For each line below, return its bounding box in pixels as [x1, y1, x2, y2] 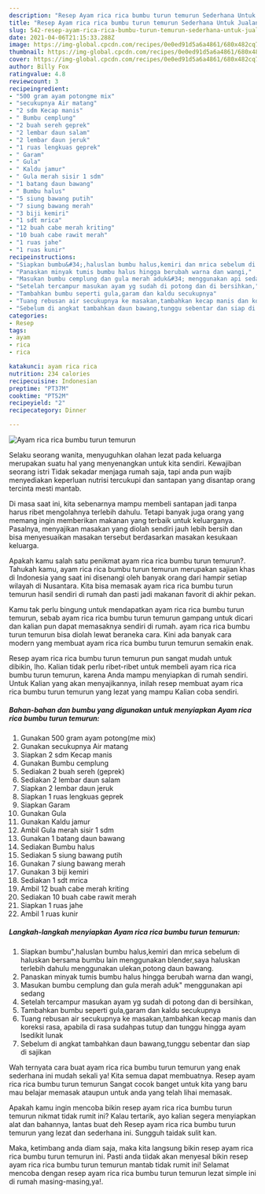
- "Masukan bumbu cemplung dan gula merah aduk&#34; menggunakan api [9, 275, 242, 284]
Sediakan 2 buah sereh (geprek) [20, 766, 125, 776]
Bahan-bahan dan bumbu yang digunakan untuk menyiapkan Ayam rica [9, 705, 252, 714]
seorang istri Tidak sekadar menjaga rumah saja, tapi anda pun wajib [9, 467, 232, 476]
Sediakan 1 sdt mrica [20, 875, 88, 884]
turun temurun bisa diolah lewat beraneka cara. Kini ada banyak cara [9, 630, 232, 639]
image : [9, 41, 31, 49]
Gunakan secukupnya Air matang [20, 741, 129, 751]
